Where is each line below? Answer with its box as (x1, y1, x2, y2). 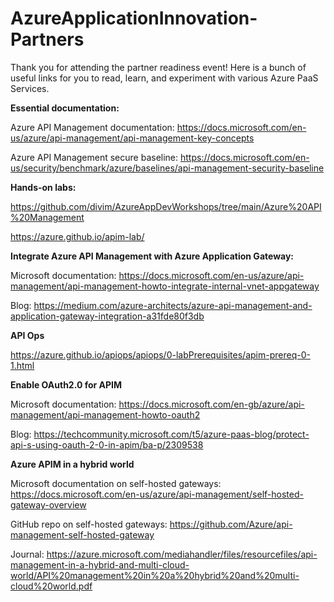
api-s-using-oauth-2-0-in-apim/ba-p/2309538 (10, 438, 204, 451)
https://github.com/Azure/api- (169, 518, 293, 530)
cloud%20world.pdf (10, 580, 93, 592)
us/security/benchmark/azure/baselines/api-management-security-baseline (10, 162, 325, 174)
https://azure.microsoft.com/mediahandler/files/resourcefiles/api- (46, 548, 318, 560)
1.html (10, 359, 35, 371)
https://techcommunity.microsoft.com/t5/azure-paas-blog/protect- (33, 428, 310, 440)
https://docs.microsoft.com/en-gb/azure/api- (118, 398, 305, 410)
